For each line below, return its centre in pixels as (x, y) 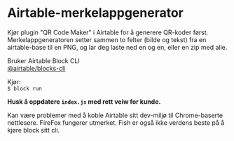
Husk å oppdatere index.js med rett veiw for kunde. (84, 101)
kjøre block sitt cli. (34, 130)
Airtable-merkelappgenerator (95, 13)
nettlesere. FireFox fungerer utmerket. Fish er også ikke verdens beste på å (116, 122)
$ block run (25, 88)
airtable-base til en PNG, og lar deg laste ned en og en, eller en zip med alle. (117, 47)
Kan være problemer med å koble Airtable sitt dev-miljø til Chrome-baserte (115, 115)
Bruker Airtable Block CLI (44, 60)
